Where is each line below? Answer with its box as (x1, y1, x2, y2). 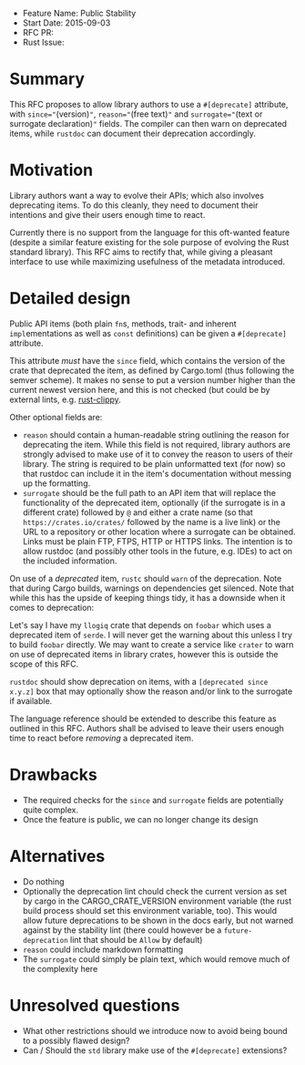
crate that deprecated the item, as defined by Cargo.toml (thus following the (9, 365, 295, 376)
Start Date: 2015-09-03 (22, 17, 111, 28)
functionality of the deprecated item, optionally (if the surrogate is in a (22, 497, 286, 508)
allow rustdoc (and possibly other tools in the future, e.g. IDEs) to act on (22, 545, 293, 556)
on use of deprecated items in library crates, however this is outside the (9, 648, 279, 659)
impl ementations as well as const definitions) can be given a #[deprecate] (9, 327, 287, 338)
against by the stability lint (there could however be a (22, 925, 222, 936)
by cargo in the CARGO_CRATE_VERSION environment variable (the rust (22, 895, 292, 906)
